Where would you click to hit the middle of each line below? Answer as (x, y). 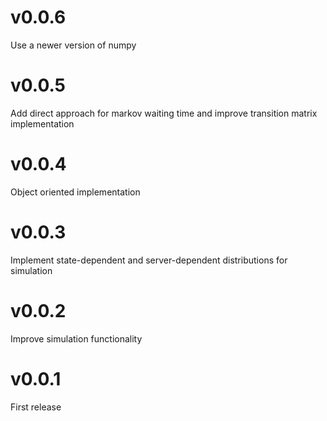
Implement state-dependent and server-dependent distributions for (149, 260)
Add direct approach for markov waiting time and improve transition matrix (164, 113)
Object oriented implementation (75, 192)
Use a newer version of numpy (73, 45)
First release (36, 407)
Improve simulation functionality (76, 338)
